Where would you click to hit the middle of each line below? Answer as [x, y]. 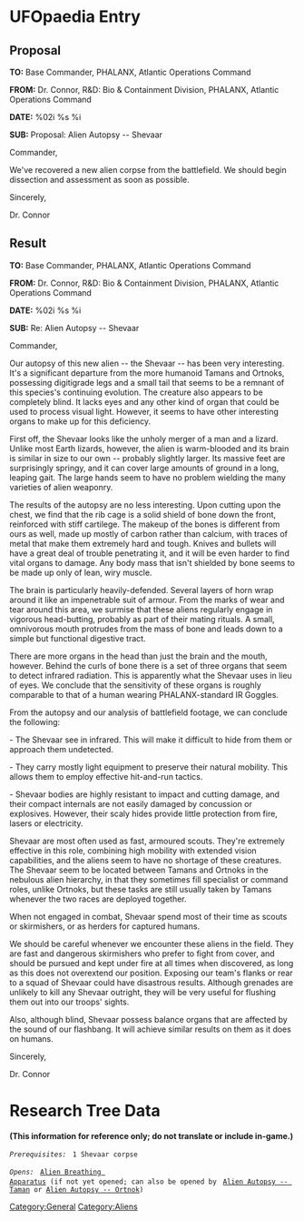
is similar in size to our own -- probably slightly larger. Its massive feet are [147, 458]
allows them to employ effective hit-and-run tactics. [106, 776]
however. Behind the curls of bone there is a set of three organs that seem [148, 665]
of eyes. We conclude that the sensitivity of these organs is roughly [135, 685]
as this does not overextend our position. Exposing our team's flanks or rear [151, 973]
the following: [35, 721]
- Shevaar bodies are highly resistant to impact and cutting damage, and [144, 794]
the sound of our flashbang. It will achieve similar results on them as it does [151, 1029]
